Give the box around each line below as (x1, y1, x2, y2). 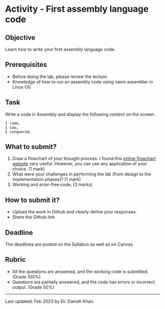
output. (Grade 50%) (12, 284, 55, 290)
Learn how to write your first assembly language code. (5, 47, 116, 52)
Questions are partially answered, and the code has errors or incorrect (12, 279, 155, 285)
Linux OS (12, 84, 31, 90)
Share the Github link (12, 214, 55, 220)
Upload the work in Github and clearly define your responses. (12, 209, 137, 215)
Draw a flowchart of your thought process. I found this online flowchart (12, 155, 156, 161)
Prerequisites (5, 60, 47, 69)
